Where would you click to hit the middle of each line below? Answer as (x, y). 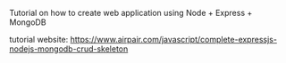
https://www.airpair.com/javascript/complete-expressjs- (173, 39)
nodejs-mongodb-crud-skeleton (69, 49)
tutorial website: (39, 39)
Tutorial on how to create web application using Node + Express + (131, 13)
